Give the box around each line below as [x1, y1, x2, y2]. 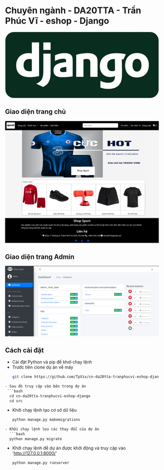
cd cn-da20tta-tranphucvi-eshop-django [9, 394, 91, 398]
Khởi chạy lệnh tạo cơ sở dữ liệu [12, 407, 77, 413]
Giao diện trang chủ [5, 108, 66, 116]
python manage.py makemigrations [12, 417, 81, 422]
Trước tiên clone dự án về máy [12, 364, 74, 370]
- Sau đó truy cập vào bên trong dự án [5, 384, 86, 389]
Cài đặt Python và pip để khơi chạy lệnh [12, 359, 92, 365]
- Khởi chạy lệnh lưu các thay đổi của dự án [5, 426, 99, 431]
